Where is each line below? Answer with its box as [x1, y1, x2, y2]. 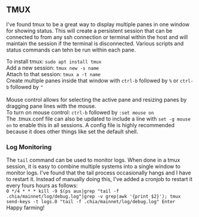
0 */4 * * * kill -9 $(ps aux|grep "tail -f [6, 188, 119, 194]
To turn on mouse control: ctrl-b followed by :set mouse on [6, 108, 154, 116]
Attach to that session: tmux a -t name [6, 70, 101, 77]
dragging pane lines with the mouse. [6, 102, 97, 110]
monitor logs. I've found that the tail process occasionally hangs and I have [6, 169, 191, 176]
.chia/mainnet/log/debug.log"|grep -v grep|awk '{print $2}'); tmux [6, 194, 181, 200]
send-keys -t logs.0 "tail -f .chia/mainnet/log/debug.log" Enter [6, 199, 176, 205]
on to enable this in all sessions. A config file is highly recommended [6, 121, 175, 128]
